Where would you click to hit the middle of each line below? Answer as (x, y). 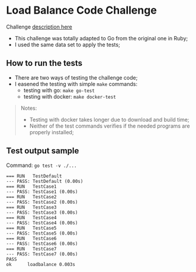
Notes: (29, 108)
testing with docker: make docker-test (70, 96)
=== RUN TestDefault (34, 176)
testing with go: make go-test (59, 90)
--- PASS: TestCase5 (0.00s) (42, 233)
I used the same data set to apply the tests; (67, 45)
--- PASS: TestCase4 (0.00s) (42, 223)
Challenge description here (39, 27)
